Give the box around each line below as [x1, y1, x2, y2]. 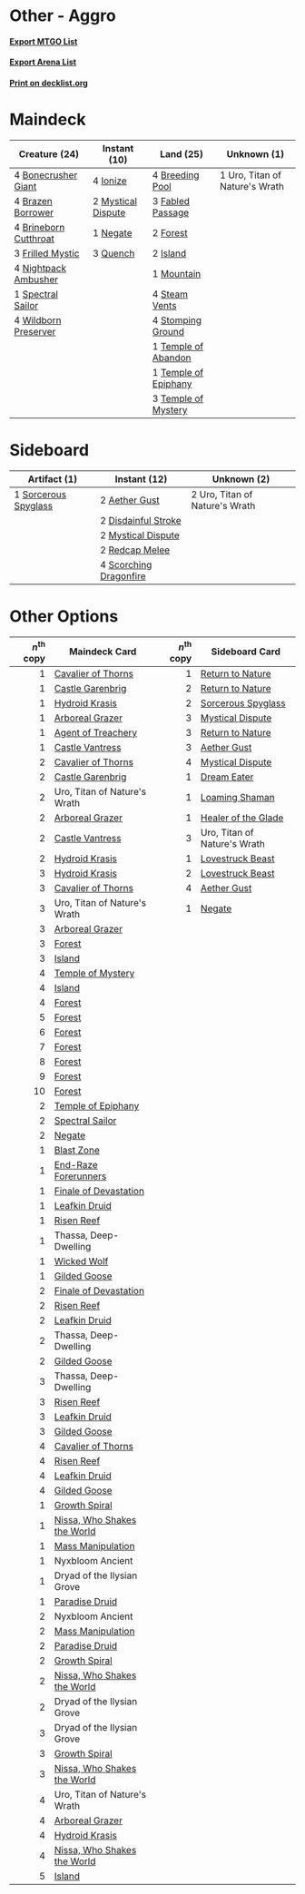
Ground [152, 325, 184, 338]
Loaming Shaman [200, 791, 275, 804]
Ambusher [14, 273, 59, 286]
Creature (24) [18, 147, 80, 160]
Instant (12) [114, 473, 168, 486]
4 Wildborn [14, 314, 62, 327]
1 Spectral [14, 288, 59, 300]
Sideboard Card [211, 645, 281, 658]
